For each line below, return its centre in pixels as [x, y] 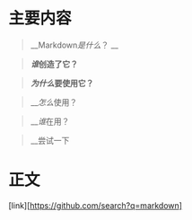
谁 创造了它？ [54, 64]
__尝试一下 [50, 140]
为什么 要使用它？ [62, 83]
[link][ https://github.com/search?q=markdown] [96, 205]
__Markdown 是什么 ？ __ [74, 45]
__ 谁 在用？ [50, 121]
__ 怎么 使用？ [54, 102]
